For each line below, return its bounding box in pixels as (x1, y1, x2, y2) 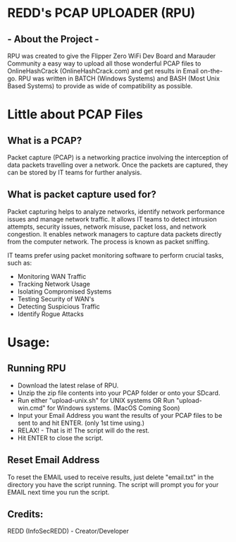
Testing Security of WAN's (17, 294, 95, 303)
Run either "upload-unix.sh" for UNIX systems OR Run (17, 396, 175, 404)
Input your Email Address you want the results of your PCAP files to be (17, 411, 223, 419)
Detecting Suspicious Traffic (17, 302, 101, 311)
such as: (7, 258, 32, 267)
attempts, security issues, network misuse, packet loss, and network (7, 222, 206, 231)
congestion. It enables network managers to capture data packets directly (7, 229, 222, 238)
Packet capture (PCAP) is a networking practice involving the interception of (7, 153, 229, 162)
